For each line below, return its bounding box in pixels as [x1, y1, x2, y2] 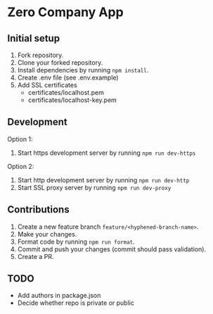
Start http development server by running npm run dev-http [17, 175, 190, 184]
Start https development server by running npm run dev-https [17, 149, 196, 157]
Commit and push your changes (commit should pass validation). [17, 244, 206, 253]
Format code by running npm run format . [17, 237, 135, 246]
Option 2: [7, 162, 34, 170]
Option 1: [7, 134, 33, 143]
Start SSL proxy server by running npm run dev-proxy [17, 183, 172, 191]
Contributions [7, 203, 70, 215]
